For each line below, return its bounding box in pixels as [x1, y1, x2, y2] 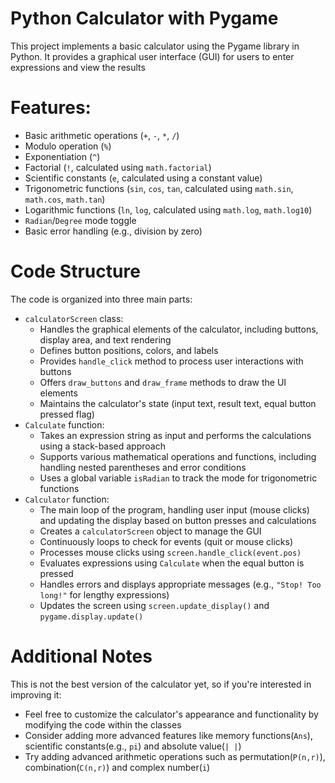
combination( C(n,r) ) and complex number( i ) [24, 761, 211, 773]
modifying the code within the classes [24, 718, 182, 731]
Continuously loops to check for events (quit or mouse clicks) [39, 535, 294, 547]
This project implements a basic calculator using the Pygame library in [10, 40, 300, 52]
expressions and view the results [10, 61, 146, 73]
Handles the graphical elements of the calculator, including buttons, [39, 323, 319, 335]
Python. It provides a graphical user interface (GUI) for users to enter [10, 50, 295, 62]
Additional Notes [10, 645, 153, 667]
